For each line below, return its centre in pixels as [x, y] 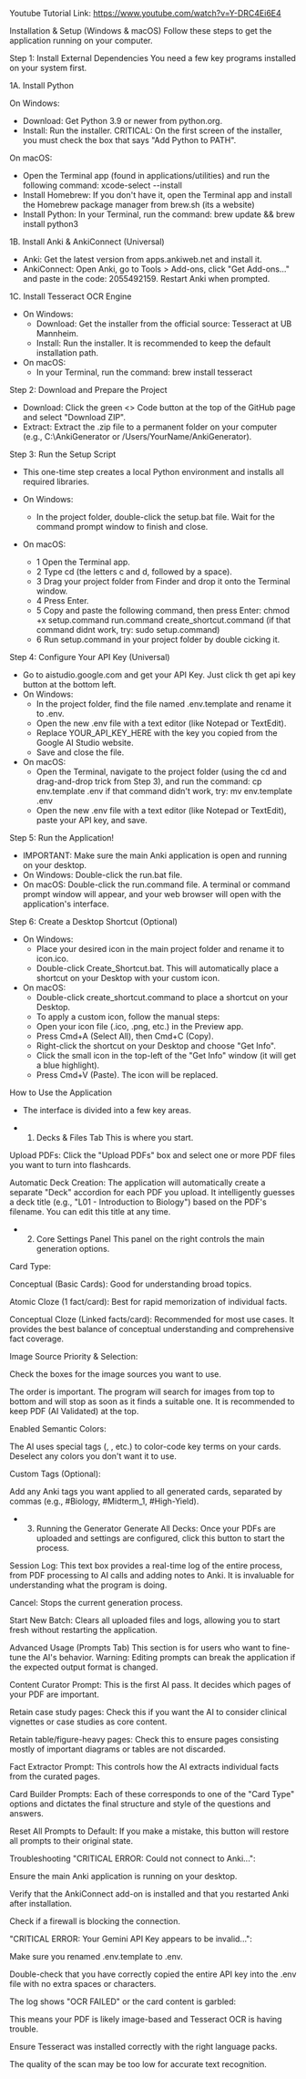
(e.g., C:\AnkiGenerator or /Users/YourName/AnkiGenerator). [137, 436]
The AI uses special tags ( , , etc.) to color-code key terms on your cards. [145, 1446]
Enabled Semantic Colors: [58, 1429]
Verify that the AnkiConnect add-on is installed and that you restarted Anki [149, 1894]
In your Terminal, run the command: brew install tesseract [144, 372]
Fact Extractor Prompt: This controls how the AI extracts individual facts [144, 1767]
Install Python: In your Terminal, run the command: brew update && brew [159, 214]
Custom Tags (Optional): [56, 1474]
